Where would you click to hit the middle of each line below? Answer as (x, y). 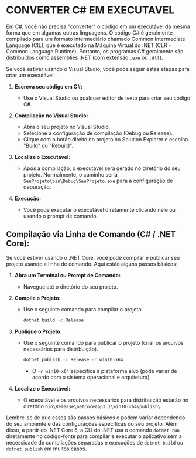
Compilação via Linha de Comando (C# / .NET (91, 234)
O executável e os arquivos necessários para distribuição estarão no (106, 400)
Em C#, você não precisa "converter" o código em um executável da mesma (98, 26)
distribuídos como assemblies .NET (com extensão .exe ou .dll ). (85, 57)
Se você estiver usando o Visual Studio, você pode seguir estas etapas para (98, 69)
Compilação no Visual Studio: (51, 116)
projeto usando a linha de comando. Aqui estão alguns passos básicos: (92, 264)
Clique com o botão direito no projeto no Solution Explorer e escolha (106, 139)
